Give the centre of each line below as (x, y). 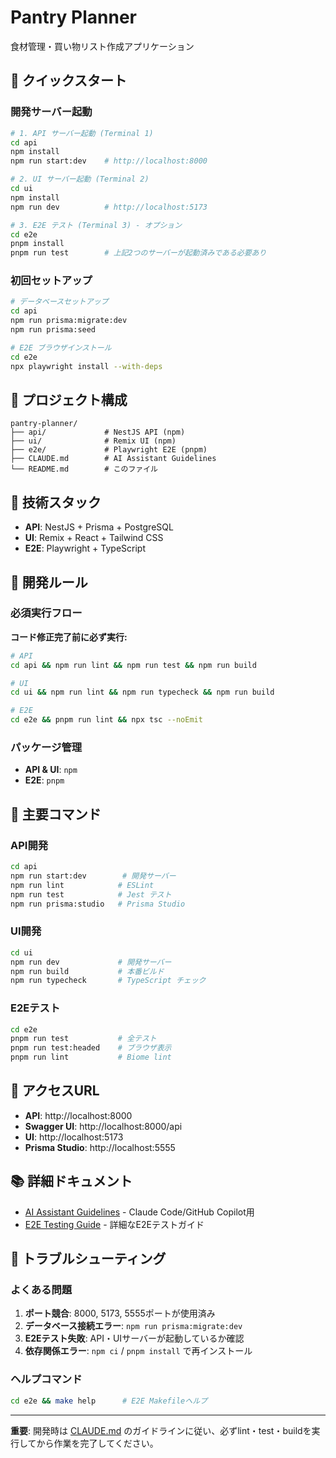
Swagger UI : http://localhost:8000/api (103, 1126)
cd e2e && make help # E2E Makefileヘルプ (109, 1401)
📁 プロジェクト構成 (69, 399)
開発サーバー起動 (51, 112)
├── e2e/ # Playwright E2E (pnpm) (109, 450)
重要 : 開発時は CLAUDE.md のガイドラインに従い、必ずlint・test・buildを (161, 1430)
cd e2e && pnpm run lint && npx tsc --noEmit (106, 720)
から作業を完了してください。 (97, 1443)
